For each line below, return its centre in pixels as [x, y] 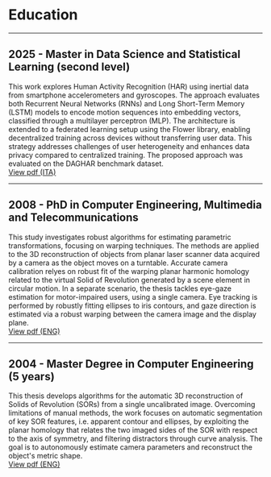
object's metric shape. [46, 456]
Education [43, 15]
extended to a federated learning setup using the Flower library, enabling [129, 129]
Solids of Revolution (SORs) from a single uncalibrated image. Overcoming [132, 404]
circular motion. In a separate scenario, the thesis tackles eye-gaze [120, 288]
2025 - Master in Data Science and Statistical [124, 54]
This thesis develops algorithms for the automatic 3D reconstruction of [126, 396]
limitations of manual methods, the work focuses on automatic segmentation [135, 413]
